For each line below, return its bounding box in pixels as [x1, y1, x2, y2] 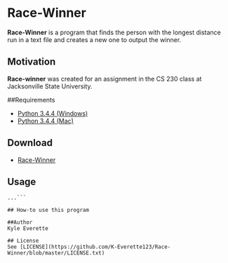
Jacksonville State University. [7, 82, 93, 90]
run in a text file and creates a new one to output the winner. [7, 35, 182, 43]
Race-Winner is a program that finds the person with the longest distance [7, 28, 221, 36]
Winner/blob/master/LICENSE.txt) [7, 250, 105, 257]
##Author [7, 219, 33, 226]
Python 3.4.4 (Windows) [17, 109, 88, 117]
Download [7, 137, 53, 149]
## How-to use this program [7, 207, 90, 214]
